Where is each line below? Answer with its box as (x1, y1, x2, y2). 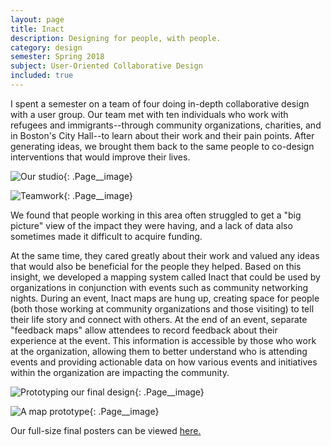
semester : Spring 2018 (10, 52, 105, 62)
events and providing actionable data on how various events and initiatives (10, 356, 318, 368)
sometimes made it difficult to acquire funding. (10, 230, 203, 242)
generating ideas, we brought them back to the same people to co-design (10, 140, 315, 152)
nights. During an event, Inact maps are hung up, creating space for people (10, 292, 320, 304)
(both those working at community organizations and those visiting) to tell (10, 302, 315, 315)
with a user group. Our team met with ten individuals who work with (10, 108, 289, 120)
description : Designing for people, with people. (10, 33, 222, 43)
